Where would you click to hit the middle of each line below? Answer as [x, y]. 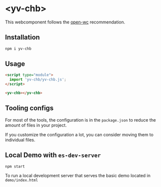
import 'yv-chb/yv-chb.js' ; [38, 80]
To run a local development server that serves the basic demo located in [78, 176]
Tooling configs [29, 108]
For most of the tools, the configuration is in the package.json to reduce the [80, 120]
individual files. [20, 140]
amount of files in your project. [36, 125]
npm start [15, 166]
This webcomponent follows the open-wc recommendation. [65, 22]
